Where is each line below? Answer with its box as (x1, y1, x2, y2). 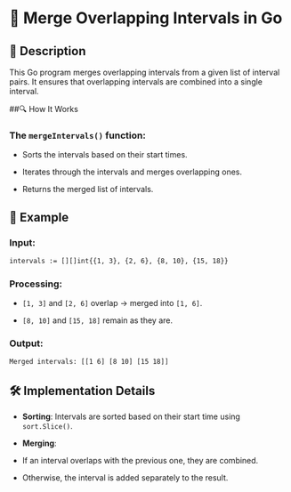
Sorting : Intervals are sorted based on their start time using (21, 411, 240, 422)
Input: (9, 236, 36, 248)
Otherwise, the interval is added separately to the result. (21, 472, 229, 483)
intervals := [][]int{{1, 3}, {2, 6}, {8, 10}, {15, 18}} (9, 256, 229, 265)
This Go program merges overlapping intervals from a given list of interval (9, 67, 280, 77)
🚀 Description (9, 44, 86, 59)
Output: (9, 337, 44, 350)
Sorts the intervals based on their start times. (21, 149, 189, 160)
